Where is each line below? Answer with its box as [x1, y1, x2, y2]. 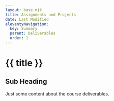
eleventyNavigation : [5, 21, 49, 27]
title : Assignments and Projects [5, 12, 76, 17]
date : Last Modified [5, 17, 49, 22]
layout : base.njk [5, 7, 42, 13]
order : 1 [10, 36, 28, 41]
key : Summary [10, 26, 38, 31]
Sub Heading [5, 77, 47, 86]
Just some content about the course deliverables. [5, 90, 109, 96]
